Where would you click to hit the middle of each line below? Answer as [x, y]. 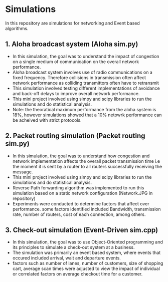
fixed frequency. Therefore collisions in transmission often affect [79, 77]
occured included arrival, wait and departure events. [67, 258]
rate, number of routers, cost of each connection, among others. [79, 214]
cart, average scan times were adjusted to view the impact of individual [86, 268]
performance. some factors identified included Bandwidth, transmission [87, 209]
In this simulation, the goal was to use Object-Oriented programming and [88, 242]
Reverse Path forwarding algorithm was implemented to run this [78, 188]
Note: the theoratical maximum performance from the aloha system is [84, 109]
